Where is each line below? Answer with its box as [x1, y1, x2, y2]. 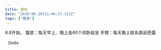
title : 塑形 [5, 7, 28, 12]
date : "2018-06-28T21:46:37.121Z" [5, 12, 76, 16]
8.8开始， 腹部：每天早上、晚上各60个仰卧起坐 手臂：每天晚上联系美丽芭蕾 [5, 30, 156, 36]
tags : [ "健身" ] [5, 16, 35, 21]
